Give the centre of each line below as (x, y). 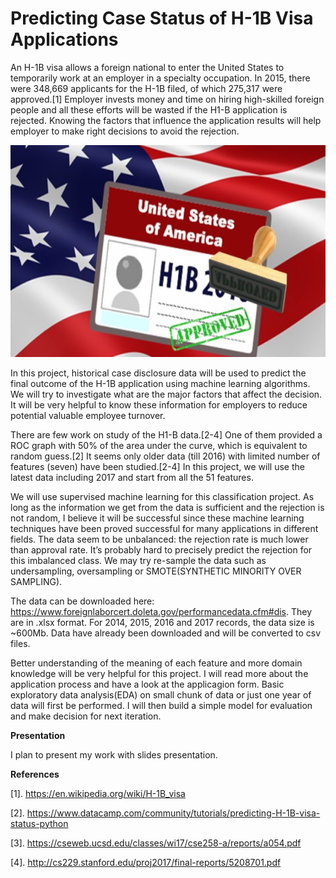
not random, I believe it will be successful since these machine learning (157, 518)
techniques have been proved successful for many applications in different (164, 528)
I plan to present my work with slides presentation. (114, 754)
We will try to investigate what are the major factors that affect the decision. (166, 394)
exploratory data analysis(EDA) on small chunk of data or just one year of (161, 694)
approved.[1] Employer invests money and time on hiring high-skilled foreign (167, 99)
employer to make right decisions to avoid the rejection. (125, 131)
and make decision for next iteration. (86, 716)
